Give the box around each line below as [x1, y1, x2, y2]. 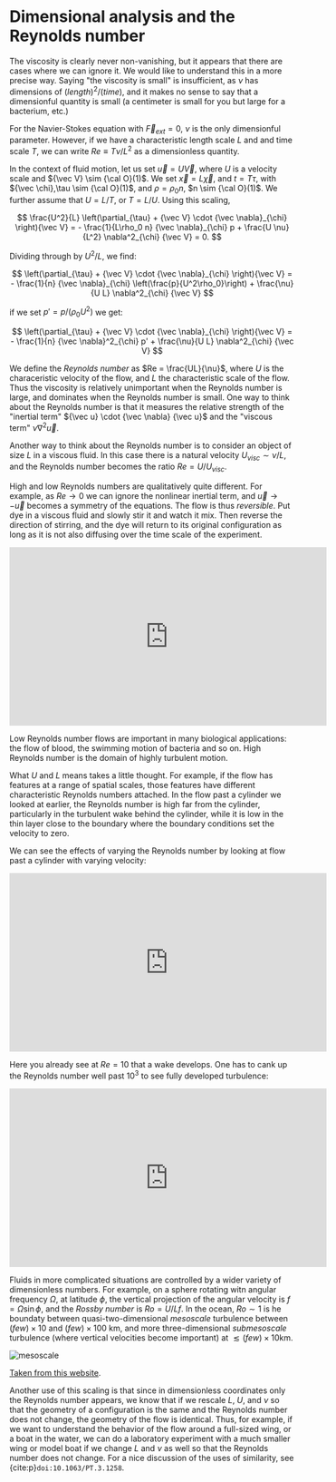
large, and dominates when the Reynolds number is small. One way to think [9, 392, 290, 403]
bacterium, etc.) [9, 105, 70, 116]
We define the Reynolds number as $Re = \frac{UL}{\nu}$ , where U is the [9, 363, 284, 374]
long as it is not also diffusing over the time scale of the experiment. [9, 529, 263, 541]
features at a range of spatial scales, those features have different [9, 780, 255, 791]
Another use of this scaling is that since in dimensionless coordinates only [9, 1385, 286, 1396]
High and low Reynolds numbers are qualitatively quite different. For [9, 481, 263, 492]
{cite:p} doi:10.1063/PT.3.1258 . [9, 1462, 125, 1473]
